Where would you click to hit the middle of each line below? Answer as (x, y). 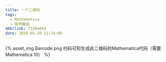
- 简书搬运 (20, 24)
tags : (11, 15)
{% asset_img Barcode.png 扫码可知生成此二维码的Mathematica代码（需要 (83, 48)
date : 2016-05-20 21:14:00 (34, 33)
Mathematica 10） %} (28, 54)
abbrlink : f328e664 (26, 29)
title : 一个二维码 (23, 10)
